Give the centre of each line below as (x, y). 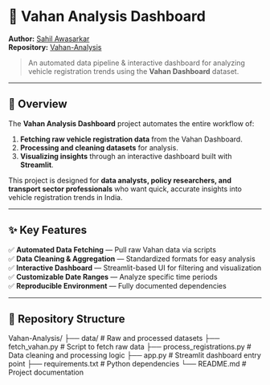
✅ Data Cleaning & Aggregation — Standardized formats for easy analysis (132, 258)
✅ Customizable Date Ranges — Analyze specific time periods (113, 276)
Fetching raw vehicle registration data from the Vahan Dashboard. (131, 139)
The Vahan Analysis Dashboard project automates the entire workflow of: (131, 123)
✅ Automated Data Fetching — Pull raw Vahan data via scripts (112, 249)
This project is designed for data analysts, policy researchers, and (120, 180)
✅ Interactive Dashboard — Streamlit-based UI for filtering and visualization (135, 268)
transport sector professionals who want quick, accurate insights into (125, 189)
